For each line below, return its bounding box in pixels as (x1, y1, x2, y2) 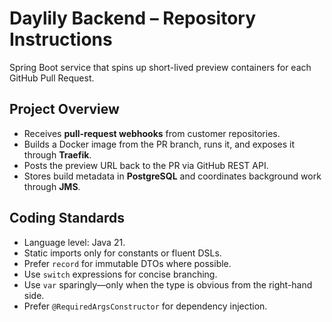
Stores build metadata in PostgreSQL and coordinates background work (23, 170, 322, 182)
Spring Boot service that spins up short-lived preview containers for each (9, 61, 312, 73)
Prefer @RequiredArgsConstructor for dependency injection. (23, 300, 268, 312)
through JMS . (23, 180, 81, 192)
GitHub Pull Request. (9, 72, 95, 84)
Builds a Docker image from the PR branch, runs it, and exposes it (23, 138, 296, 150)
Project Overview (9, 101, 120, 118)
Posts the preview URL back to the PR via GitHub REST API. (23, 159, 269, 171)
